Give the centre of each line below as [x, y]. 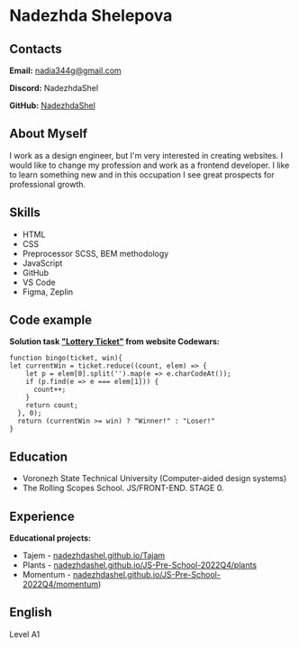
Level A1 [25, 634]
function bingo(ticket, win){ [66, 358]
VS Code [39, 282]
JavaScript [42, 263]
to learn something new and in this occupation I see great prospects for [142, 174]
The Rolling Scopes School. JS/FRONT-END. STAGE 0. [123, 488]
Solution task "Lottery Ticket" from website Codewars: [115, 342]
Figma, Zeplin [48, 292]
